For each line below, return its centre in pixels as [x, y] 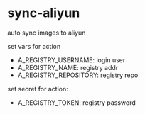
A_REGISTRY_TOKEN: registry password [77, 102]
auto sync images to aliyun [47, 33]
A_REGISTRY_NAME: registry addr [68, 67]
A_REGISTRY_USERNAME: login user [71, 60]
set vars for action [34, 46]
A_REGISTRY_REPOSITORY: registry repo [78, 75]
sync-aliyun [44, 13]
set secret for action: [38, 89]
